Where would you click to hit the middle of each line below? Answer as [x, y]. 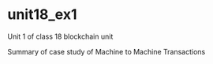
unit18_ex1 [42, 15]
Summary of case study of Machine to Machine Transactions [106, 51]
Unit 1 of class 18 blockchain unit [60, 36]
